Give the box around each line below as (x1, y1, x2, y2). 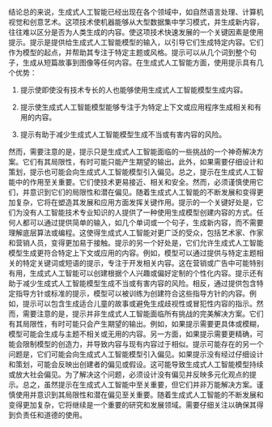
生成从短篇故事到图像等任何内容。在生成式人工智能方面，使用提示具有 (22, 58, 257, 67)
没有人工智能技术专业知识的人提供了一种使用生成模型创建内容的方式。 (22, 207, 257, 217)
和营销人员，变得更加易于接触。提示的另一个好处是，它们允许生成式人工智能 (8, 238, 264, 247)
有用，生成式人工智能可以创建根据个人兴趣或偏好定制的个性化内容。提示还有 (8, 268, 264, 278)
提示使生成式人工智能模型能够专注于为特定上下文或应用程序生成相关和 (19, 102, 255, 112)
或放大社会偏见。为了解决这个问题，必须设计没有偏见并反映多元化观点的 (8, 369, 249, 379)
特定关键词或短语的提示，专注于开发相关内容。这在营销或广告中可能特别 (22, 258, 264, 267)
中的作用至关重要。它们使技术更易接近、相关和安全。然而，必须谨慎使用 (15, 177, 257, 186)
